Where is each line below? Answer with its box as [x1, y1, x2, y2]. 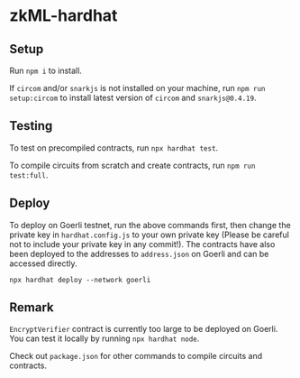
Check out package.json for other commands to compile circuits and [9, 351, 263, 362]
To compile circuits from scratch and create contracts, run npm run [9, 160, 256, 171]
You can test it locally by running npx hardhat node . [9, 333, 200, 344]
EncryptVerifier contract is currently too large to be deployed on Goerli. [9, 324, 278, 335]
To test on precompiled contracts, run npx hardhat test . [9, 142, 219, 153]
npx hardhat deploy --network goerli [9, 275, 151, 284]
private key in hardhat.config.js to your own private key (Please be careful [9, 229, 290, 240]
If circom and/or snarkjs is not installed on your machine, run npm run [9, 83, 266, 93]
